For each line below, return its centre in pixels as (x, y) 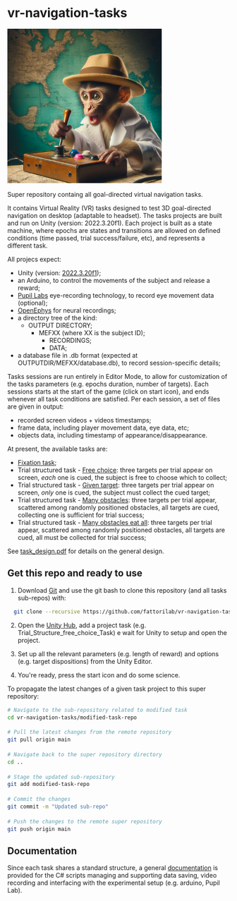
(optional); (32, 303)
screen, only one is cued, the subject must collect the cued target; (114, 492)
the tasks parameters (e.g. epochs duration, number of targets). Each (108, 384)
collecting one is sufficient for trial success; (81, 515)
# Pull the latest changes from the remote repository (90, 732)
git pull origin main (39, 740)
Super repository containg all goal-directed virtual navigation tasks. (105, 194)
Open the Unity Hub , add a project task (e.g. (82, 625)
